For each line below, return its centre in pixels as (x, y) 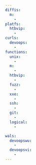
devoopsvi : (21, 150)
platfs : (13, 24)
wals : (11, 136)
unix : (15, 57)
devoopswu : (21, 141)
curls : (12, 38)
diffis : (13, 10)
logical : (18, 122)
